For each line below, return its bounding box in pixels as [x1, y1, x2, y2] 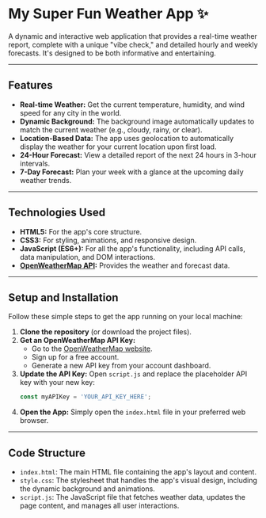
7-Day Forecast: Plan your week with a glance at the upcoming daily [19, 167, 244, 177]
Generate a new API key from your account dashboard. [31, 361, 211, 371]
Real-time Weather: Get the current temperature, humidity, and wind [19, 100, 245, 109]
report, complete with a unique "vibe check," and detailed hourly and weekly [8, 40, 259, 49]
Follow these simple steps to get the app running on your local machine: [8, 312, 243, 322]
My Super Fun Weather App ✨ [8, 5, 209, 23]
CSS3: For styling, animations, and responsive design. [19, 235, 197, 245]
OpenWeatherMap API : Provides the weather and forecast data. [19, 261, 230, 270]
